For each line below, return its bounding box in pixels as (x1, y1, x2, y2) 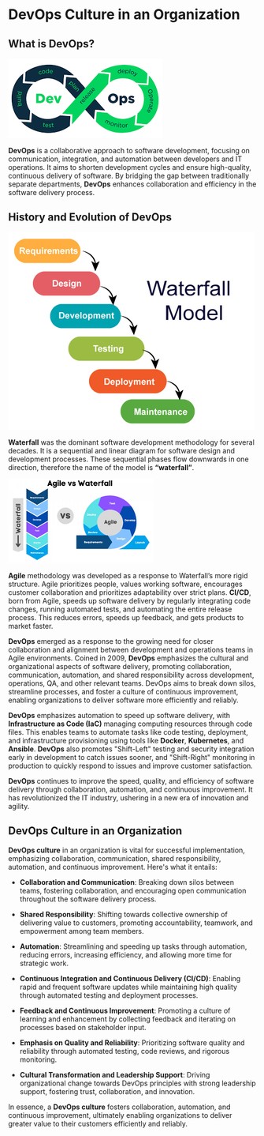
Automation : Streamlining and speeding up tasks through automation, (19, 942, 247, 951)
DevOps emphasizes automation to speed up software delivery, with (8, 710, 231, 720)
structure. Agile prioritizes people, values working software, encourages (8, 579, 243, 589)
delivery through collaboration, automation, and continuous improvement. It (8, 784, 254, 794)
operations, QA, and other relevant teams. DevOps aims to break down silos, (8, 678, 256, 688)
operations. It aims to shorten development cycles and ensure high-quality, (8, 163, 252, 171)
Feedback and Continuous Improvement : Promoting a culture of (19, 1006, 231, 1015)
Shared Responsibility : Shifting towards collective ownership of (19, 909, 229, 919)
